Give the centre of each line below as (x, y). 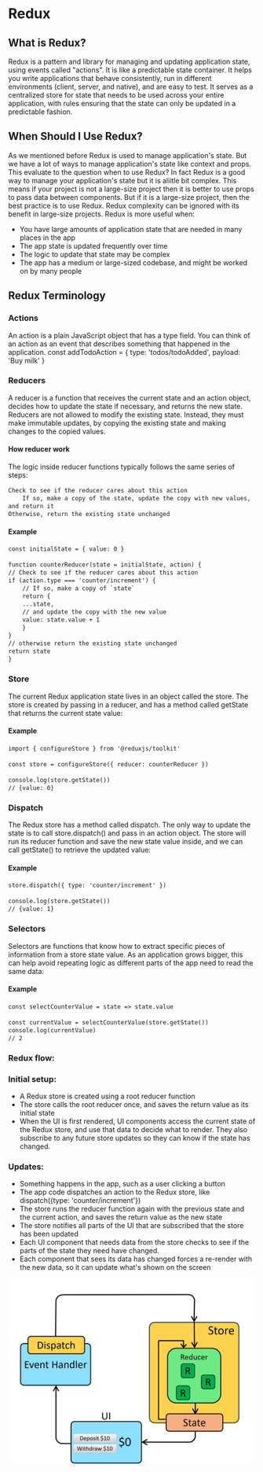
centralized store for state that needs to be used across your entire (116, 95)
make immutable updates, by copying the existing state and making (117, 422)
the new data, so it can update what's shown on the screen (115, 1267)
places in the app (47, 238)
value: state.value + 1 (61, 620)
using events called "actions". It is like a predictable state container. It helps (130, 70)
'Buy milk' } (27, 360)
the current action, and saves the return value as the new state (121, 1217)
